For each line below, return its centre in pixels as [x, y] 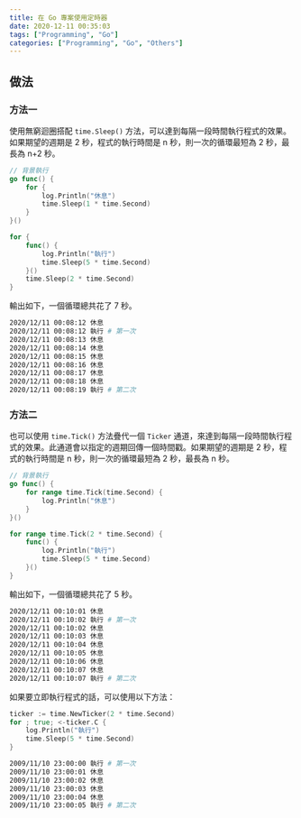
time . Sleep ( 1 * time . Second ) [96, 204]
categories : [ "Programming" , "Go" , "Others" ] [96, 43]
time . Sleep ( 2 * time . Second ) [80, 279]
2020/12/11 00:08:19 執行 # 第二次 [73, 390]
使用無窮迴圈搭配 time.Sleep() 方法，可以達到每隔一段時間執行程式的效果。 [150, 131]
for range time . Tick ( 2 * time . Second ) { [87, 534]
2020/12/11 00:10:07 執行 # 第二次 [73, 678]
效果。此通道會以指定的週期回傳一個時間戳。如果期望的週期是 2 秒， [152, 447]
